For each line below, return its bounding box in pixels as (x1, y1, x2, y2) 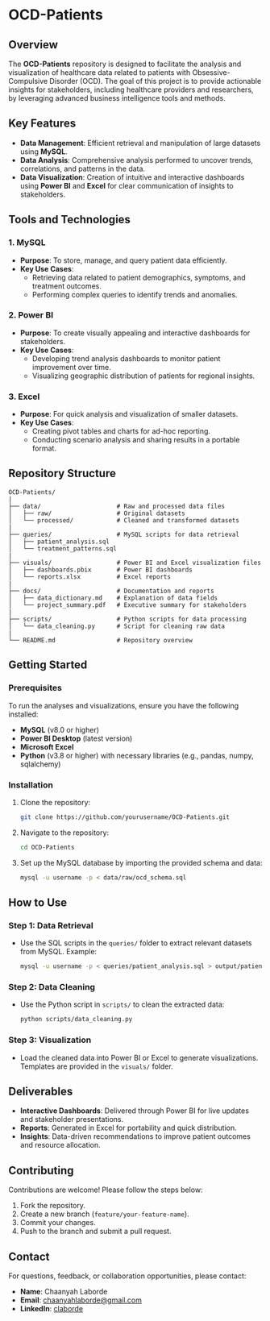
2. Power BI (8, 309, 54, 321)
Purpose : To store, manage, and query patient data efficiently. (19, 255, 227, 265)
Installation (8, 779, 54, 791)
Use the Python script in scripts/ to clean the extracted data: (19, 999, 225, 1009)
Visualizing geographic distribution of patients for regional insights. (31, 371, 255, 380)
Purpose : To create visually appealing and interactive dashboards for (19, 328, 251, 338)
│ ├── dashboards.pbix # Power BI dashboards (8, 566, 193, 574)
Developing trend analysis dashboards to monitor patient (31, 353, 221, 363)
